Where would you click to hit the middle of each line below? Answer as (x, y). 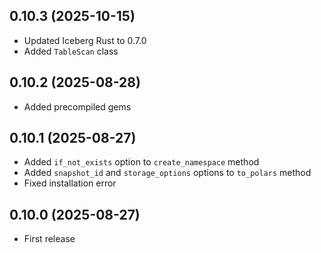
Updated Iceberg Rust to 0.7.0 (85, 40)
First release (49, 239)
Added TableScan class (71, 51)
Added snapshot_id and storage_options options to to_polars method (167, 173)
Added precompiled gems (77, 106)
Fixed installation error (70, 183)
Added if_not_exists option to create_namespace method (141, 162)
